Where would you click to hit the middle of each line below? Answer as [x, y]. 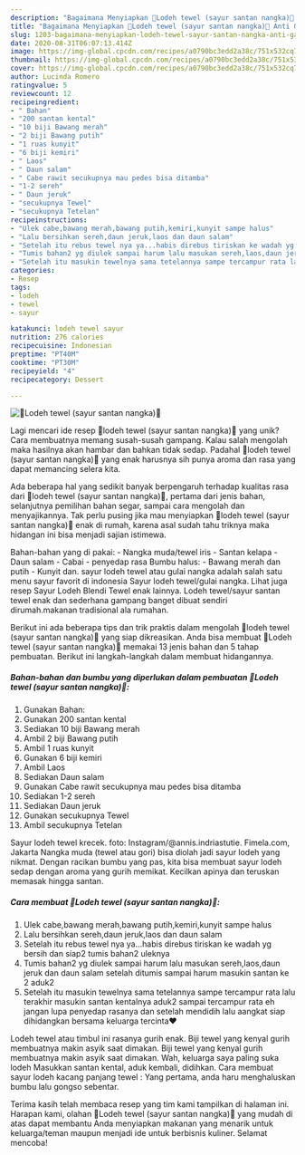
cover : [23, 69]
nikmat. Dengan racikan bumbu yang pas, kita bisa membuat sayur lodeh [146, 862]
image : [23, 52]
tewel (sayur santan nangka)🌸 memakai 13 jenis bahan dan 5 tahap [134, 647]
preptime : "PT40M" [45, 354]
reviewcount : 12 [41, 93]
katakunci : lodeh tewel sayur [67, 329]
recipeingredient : [45, 102]
